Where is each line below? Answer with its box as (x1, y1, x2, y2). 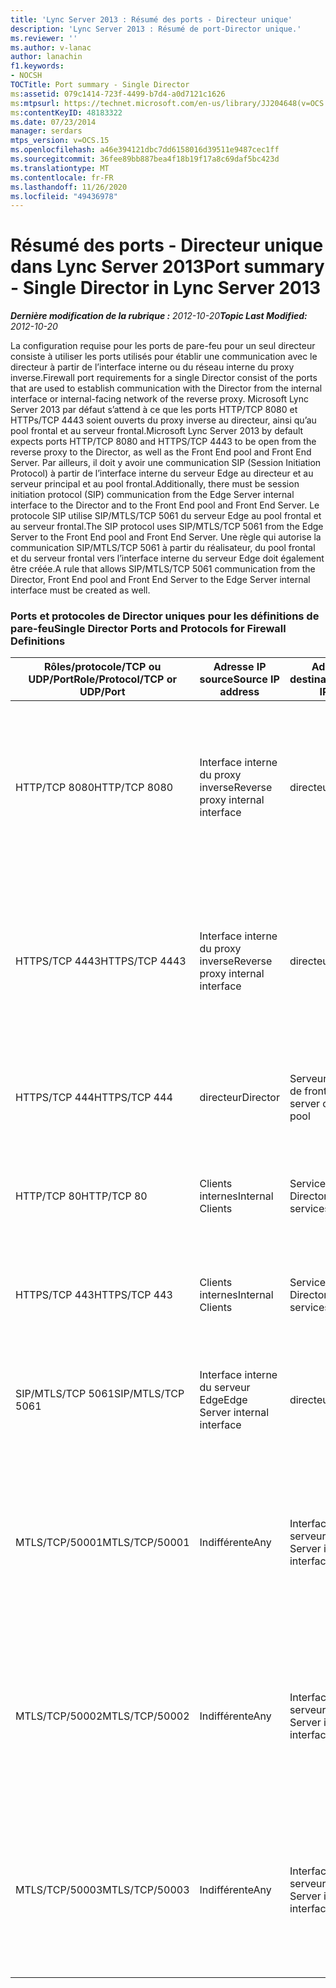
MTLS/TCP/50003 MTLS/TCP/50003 (15, 1883, 190, 1897)
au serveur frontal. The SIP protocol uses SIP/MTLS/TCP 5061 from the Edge (10, 521, 324, 533)
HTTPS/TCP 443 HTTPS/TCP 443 (15, 1288, 173, 1302)
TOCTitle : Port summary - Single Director (10, 80, 190, 90)
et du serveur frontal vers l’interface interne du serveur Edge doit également (10, 552, 325, 565)
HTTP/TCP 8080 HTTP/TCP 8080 (15, 781, 174, 795)
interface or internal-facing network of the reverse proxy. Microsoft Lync (10, 393, 309, 405)
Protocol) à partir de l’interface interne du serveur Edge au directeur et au (10, 467, 314, 480)
